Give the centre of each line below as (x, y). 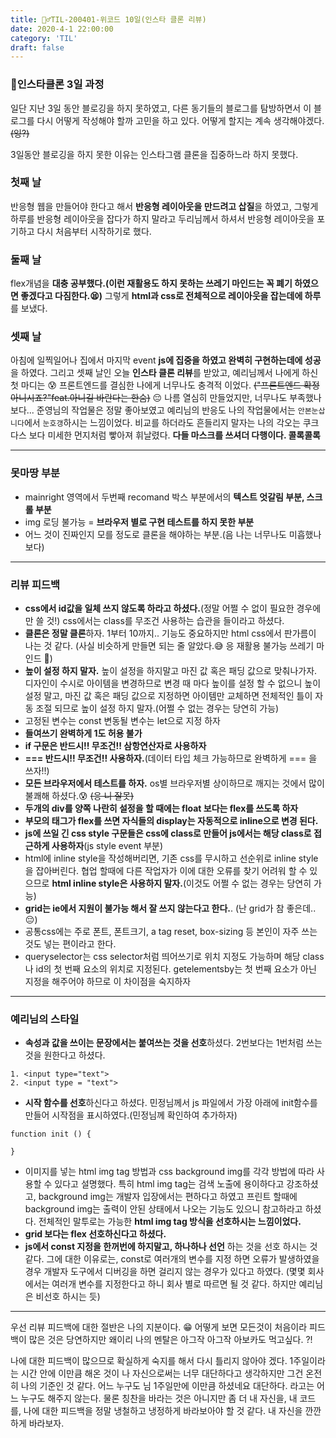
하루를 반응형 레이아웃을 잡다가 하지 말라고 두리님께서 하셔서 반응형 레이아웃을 (162, 218)
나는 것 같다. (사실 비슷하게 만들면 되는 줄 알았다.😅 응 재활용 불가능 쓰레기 (169, 646)
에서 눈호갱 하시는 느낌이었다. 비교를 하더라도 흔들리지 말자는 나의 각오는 (162, 423)
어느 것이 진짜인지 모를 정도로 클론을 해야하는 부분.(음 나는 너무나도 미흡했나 (173, 534)
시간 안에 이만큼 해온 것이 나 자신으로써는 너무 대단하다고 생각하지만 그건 (162, 1373)
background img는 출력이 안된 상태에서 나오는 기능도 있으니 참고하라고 (163, 1209)
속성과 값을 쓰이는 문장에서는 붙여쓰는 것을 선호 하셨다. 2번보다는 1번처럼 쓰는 (173, 1043)
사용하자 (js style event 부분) (107, 846)
